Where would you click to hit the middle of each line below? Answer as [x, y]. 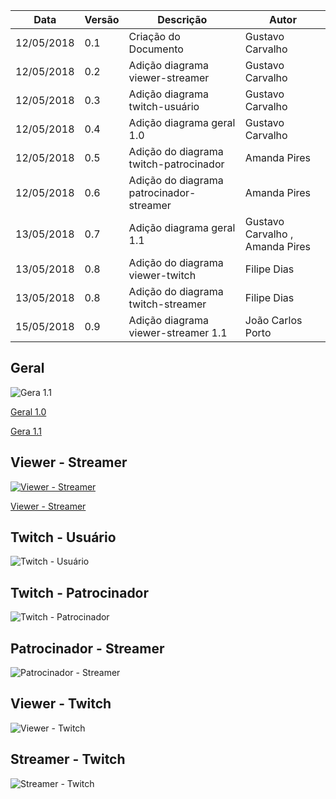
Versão [102, 19]
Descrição [182, 19]
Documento [156, 49]
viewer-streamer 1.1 [178, 332]
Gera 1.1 [26, 431]
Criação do [154, 36]
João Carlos [273, 320]
